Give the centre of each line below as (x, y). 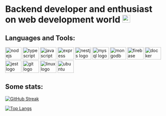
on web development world (63, 20)
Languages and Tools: (40, 38)
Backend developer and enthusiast (79, 9)
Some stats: (24, 87)
